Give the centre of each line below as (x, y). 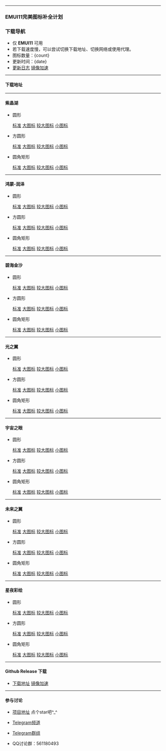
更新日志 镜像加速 (30, 68)
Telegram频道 (26, 723)
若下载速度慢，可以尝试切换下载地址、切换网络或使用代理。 (73, 49)
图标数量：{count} (31, 55)
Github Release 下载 (26, 672)
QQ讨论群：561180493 (36, 744)
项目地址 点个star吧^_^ (35, 712)
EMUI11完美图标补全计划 (34, 17)
